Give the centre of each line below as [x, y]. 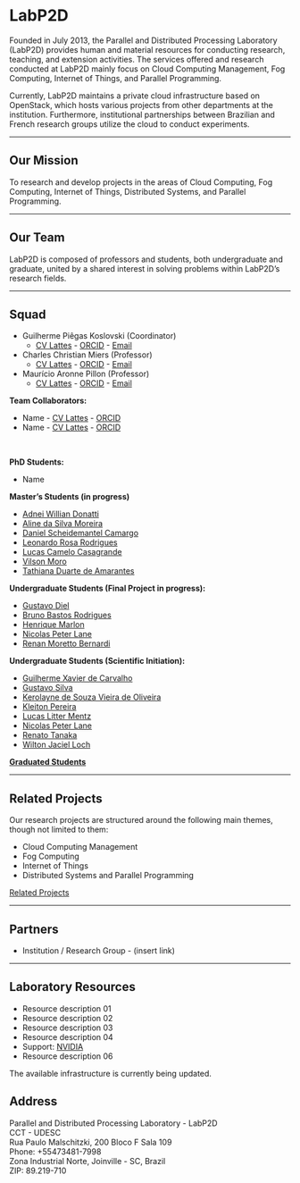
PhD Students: [37, 462]
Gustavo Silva [47, 688]
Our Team [37, 238]
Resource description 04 [67, 1036]
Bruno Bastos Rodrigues [67, 615]
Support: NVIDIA [53, 1046]
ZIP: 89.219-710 [38, 1170]
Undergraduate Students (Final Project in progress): [108, 588]
